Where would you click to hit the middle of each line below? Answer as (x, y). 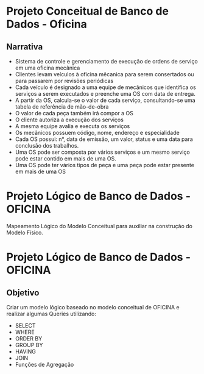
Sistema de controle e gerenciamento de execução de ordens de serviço (106, 61)
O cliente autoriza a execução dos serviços (69, 120)
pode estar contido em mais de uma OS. (66, 159)
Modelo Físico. (25, 232)
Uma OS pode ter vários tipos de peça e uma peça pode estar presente (105, 165)
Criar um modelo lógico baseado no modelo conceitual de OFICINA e (93, 307)
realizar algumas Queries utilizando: (51, 314)
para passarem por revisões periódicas (64, 81)
